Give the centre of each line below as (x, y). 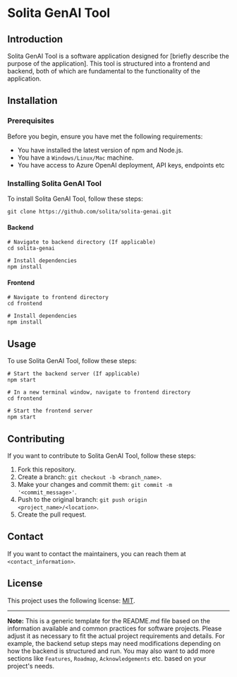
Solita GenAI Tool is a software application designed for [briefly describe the (118, 56)
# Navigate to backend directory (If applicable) (82, 242)
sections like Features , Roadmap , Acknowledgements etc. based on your (107, 658)
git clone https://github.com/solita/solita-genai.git (90, 211)
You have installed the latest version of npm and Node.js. (100, 150)
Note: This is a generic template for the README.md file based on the (109, 620)
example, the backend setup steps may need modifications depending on (114, 643)
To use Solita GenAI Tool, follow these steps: (72, 361)
